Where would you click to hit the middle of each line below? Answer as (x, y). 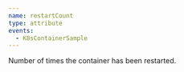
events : (21, 30)
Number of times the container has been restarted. (92, 61)
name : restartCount (41, 16)
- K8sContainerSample (52, 38)
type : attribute (35, 23)
